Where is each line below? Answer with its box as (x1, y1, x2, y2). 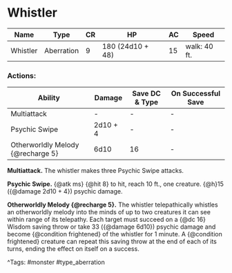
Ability (37, 93, 60, 103)
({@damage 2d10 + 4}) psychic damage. (7, 187, 123, 196)
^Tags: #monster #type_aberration (7, 258, 105, 267)
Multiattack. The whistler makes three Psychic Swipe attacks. (7, 167, 184, 175)
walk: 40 (185, 41, 214, 51)
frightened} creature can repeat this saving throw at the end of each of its (7, 237, 217, 246)
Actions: (7, 70, 37, 80)
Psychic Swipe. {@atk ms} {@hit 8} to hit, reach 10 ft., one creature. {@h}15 (7, 180, 224, 188)
